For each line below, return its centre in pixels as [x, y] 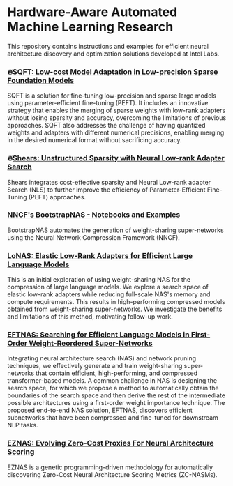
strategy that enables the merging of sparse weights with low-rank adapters [116, 111]
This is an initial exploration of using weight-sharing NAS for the [99, 280]
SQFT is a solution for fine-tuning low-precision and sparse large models [112, 96]
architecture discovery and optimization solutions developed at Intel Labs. [113, 54]
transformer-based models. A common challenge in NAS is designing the [112, 381]
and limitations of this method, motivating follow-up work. [90, 317]
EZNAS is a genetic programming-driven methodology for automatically [110, 467]
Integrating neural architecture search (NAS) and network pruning [102, 358]
